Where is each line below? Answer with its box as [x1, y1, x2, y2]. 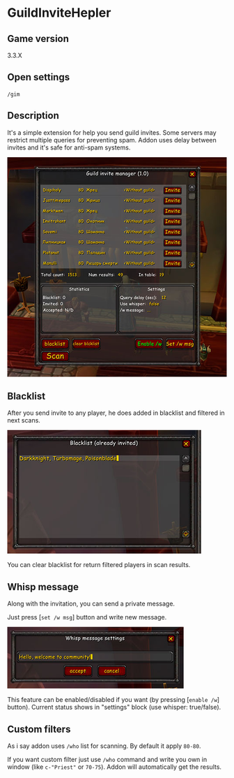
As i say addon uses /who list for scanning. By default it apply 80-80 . [7, 742, 201, 750]
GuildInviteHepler [7, 5, 111, 21]
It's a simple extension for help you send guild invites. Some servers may [7, 128, 217, 137]
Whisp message [7, 581, 79, 593]
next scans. [7, 416, 40, 425]
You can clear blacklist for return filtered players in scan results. [7, 561, 191, 569]
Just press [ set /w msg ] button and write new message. [7, 613, 167, 622]
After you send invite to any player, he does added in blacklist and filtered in [7, 409, 225, 417]
